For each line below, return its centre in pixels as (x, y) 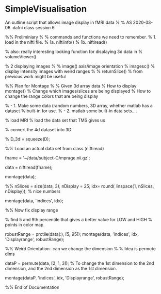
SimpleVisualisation (46, 9)
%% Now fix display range (32, 210)
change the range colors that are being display (52, 96)
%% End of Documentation (32, 287)
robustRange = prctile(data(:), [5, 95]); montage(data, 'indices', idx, (72, 234)
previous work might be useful (35, 76)
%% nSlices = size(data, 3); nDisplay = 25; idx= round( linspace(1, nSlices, (80, 186)
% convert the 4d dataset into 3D (38, 129)
